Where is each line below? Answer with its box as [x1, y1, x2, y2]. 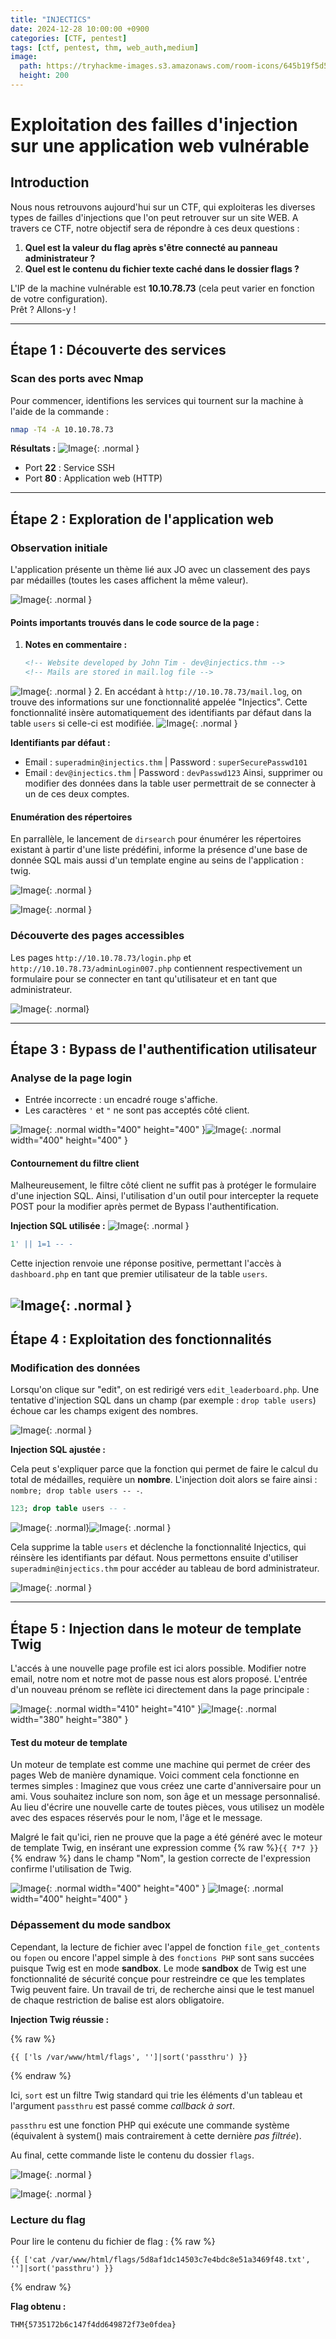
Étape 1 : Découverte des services [10, 342, 227, 359]
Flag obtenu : [10, 2300, 67, 2312]
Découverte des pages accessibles [10, 929, 185, 943]
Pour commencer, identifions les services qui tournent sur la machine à [10, 394, 304, 406]
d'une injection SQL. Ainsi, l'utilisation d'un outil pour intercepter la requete [10, 1190, 319, 1202]
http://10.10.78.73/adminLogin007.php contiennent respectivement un [10, 962, 303, 974]
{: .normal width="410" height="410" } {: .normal [45, 1703, 277, 1715]
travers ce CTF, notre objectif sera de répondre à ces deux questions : [10, 222, 300, 234]
